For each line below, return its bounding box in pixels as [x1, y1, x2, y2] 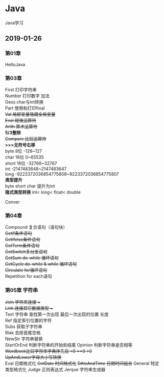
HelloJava [5, 61, 25, 67]
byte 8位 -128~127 [5, 148, 43, 154]
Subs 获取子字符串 [5, 323, 43, 329]
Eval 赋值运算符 [5, 117, 37, 123]
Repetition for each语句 [5, 273, 52, 279]
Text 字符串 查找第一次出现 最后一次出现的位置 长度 [5, 311, 109, 317]
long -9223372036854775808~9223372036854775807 [5, 171, 119, 177]
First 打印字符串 [5, 86, 37, 92]
